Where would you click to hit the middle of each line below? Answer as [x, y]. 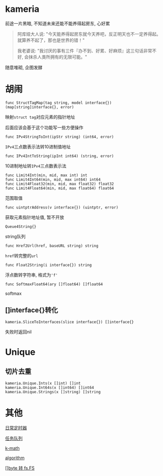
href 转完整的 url [22, 256]
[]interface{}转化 [32, 310]
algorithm [15, 458]
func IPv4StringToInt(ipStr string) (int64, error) [59, 137]
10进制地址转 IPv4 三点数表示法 [36, 166]
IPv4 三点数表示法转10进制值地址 [38, 147]
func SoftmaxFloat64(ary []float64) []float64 [54, 284]
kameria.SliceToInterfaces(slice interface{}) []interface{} [70, 322]
